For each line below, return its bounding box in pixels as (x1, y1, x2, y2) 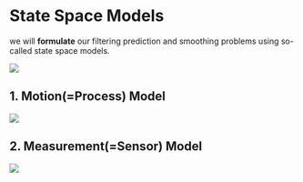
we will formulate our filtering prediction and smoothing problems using (9, 35, 279, 46)
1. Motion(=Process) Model (9, 88, 167, 105)
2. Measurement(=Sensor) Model (9, 138, 203, 155)
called (9, 45, 33, 56)
